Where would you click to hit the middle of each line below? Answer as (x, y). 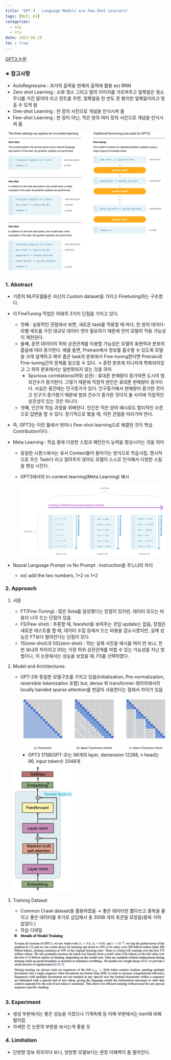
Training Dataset (30, 900)
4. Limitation (21, 1040)
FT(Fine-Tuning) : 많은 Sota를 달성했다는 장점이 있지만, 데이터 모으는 (90, 611)
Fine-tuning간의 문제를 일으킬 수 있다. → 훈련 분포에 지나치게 (81, 363)
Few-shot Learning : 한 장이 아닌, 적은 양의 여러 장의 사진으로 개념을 (81, 118)
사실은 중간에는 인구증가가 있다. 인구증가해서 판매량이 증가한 (95, 388)
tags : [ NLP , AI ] (22, 16)
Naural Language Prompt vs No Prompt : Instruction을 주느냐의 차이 (83, 565)
